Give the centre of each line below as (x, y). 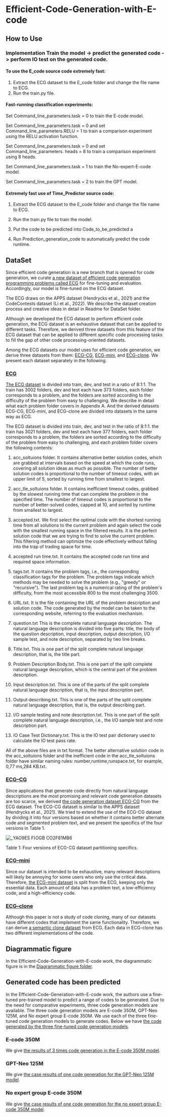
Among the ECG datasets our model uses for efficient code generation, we (83, 350)
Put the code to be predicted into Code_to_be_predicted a (73, 229)
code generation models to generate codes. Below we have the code (90, 1021)
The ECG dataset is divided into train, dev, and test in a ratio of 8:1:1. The (81, 384)
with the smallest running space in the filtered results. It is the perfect (85, 531)
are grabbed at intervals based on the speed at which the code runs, (84, 463)
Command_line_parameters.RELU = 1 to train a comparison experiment (79, 131)
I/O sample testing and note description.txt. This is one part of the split (86, 715)
